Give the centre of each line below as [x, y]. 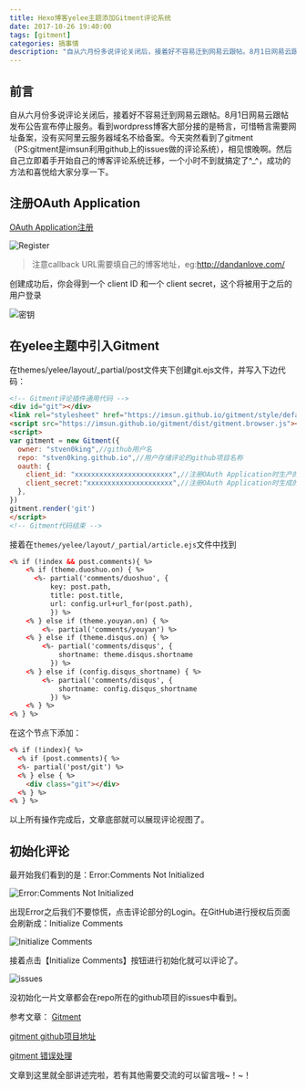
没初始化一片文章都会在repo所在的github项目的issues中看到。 [126, 998]
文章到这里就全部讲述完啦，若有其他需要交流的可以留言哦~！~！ [131, 1075]
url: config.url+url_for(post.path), [122, 603]
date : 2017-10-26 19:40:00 [61, 26]
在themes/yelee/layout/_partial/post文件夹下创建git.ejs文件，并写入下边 [143, 370]
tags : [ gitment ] [40, 35]
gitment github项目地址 [53, 1036]
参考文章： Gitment [46, 1017]
